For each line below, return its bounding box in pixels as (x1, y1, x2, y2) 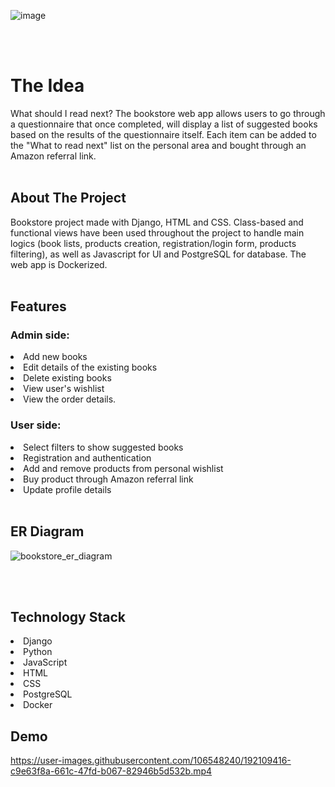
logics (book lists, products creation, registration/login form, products (10, 237, 297, 249)
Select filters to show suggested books (23, 441, 184, 453)
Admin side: (10, 328, 70, 342)
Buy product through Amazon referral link (23, 473, 194, 485)
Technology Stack (10, 608, 126, 625)
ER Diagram (10, 523, 85, 540)
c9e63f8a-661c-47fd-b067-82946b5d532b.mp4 (10, 765, 213, 777)
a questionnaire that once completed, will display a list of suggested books (10, 118, 318, 130)
